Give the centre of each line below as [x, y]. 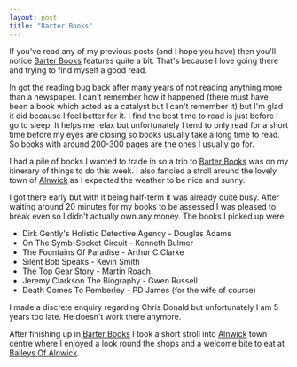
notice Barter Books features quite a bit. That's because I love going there [144, 60]
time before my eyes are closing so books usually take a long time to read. [145, 134]
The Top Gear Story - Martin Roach [86, 271]
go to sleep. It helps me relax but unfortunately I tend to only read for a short [149, 124]
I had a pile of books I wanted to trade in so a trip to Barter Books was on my [149, 161]
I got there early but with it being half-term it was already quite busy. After [145, 197]
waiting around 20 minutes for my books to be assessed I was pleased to [143, 206]
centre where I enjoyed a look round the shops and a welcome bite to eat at [147, 343]
